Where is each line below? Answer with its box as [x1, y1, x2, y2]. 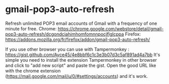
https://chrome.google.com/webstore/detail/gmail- [57, 25, 164, 31]
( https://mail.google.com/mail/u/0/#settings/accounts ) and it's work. [5, 73, 148, 79]
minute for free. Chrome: [5, 25, 57, 31]
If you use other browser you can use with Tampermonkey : [5, 46, 130, 52]
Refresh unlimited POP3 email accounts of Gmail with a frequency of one [5, 20, 157, 26]
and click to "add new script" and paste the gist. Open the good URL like [5, 62, 156, 68]
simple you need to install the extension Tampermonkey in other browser [5, 57, 157, 63]
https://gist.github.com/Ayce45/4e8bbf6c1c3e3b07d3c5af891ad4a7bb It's [5, 52, 160, 58]
